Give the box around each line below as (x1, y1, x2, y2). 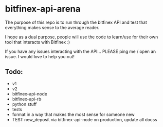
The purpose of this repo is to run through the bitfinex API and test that (5, 19, 147, 25)
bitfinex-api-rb (12, 96, 41, 102)
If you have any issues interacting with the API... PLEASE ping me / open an (5, 48, 156, 54)
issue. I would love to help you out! (5, 53, 74, 59)
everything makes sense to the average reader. (5, 24, 100, 30)
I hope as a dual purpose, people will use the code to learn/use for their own (5, 34, 158, 40)
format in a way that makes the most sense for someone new (12, 111, 135, 117)
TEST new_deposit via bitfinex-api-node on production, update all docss (12, 116, 157, 122)
